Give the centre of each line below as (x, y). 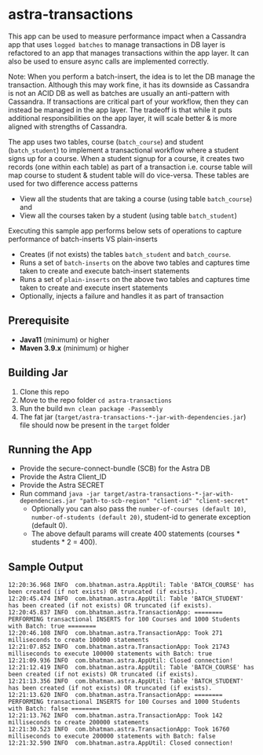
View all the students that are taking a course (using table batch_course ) (136, 199)
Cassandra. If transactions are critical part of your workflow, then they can (128, 101)
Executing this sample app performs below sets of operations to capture (125, 230)
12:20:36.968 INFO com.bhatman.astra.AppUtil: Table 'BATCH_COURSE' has (131, 585)
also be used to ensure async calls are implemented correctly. (109, 61)
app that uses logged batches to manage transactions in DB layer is (117, 44)
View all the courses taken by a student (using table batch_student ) (128, 215)
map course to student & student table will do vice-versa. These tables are (129, 175)
